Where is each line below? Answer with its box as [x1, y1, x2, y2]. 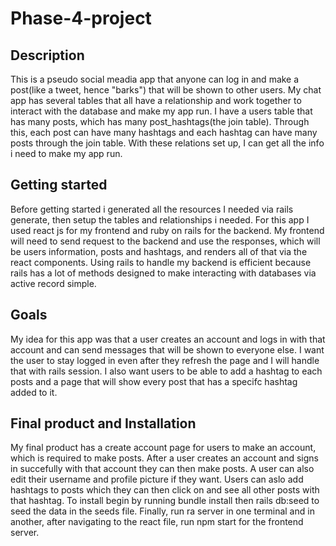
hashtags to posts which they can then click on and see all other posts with [10, 484, 320, 496]
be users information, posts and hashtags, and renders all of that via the [10, 245, 308, 257]
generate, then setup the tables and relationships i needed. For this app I [10, 213, 310, 226]
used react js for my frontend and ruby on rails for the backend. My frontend [10, 224, 325, 236]
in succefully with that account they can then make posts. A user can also [10, 463, 315, 475]
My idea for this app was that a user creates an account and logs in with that [10, 333, 326, 345]
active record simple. [10, 277, 97, 289]
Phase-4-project [10, 7, 152, 30]
